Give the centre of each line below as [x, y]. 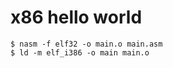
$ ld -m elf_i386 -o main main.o [80, 52]
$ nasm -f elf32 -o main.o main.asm [86, 44]
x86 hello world [76, 17]
